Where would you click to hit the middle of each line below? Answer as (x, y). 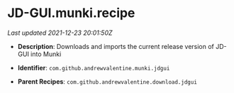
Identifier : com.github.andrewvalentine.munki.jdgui (94, 67)
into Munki (46, 54)
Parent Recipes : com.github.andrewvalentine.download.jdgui (107, 81)
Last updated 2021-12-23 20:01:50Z (60, 33)
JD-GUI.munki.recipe (71, 13)
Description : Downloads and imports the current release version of (116, 46)
